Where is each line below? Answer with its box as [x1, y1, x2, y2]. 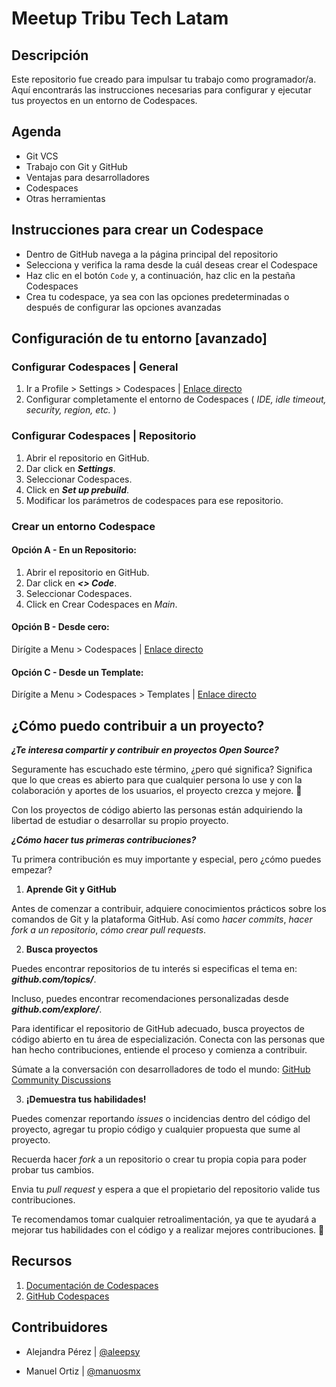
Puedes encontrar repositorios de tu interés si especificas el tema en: [11, 962, 298, 974]
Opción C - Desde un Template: [11, 666, 144, 678]
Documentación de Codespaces [25, 1279, 159, 1291]
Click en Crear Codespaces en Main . [25, 598, 178, 610]
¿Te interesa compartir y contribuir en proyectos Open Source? [11, 743, 279, 756]
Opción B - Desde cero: [11, 621, 110, 633]
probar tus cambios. [11, 1163, 95, 1176]
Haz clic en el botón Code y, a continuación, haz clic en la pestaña [25, 269, 296, 281]
